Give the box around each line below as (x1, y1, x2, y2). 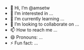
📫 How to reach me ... (10, 27, 58, 33)
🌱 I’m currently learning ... (10, 16, 65, 21)
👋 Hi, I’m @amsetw (10, 5, 50, 11)
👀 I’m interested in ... (10, 10, 53, 16)
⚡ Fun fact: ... (10, 40, 38, 46)
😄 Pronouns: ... (10, 34, 43, 40)
